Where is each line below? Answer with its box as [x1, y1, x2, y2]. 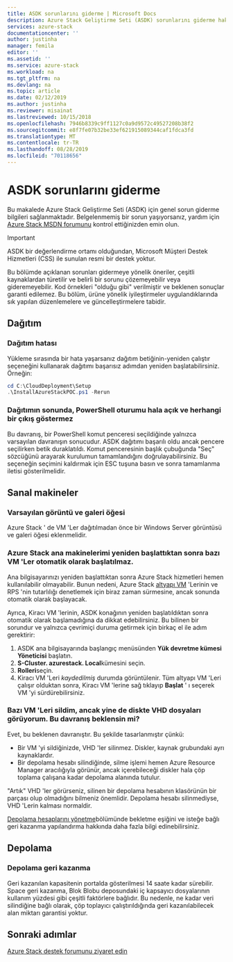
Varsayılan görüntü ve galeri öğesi [7, 507, 126, 517]
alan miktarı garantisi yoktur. [7, 908, 88, 917]
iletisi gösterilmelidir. [7, 466, 66, 475]
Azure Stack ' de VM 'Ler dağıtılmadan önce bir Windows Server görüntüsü [7, 523, 222, 532]
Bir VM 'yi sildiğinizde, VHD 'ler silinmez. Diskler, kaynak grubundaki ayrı [17, 743, 225, 751]
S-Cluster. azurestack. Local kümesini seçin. [17, 658, 146, 667]
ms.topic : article [7, 88, 60, 95]
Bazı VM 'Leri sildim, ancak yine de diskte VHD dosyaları [7, 706, 201, 715]
